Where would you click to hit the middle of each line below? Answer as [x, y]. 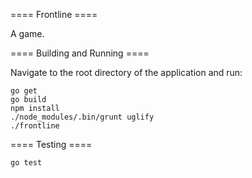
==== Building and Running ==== [80, 53]
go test [26, 163]
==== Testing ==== [51, 144]
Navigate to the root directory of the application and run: [126, 72]
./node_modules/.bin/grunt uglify [82, 117]
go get [24, 91]
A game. [27, 33]
